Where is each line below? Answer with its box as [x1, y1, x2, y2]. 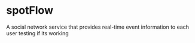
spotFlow [6, 4, 54, 17]
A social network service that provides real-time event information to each [6, 23, 190, 30]
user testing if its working [6, 29, 69, 36]
